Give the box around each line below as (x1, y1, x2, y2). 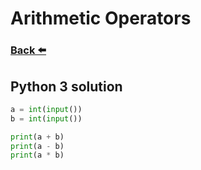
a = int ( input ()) (10, 104, 83, 114)
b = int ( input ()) (10, 113, 83, 124)
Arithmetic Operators (10, 7, 192, 30)
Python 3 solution (10, 78, 123, 95)
